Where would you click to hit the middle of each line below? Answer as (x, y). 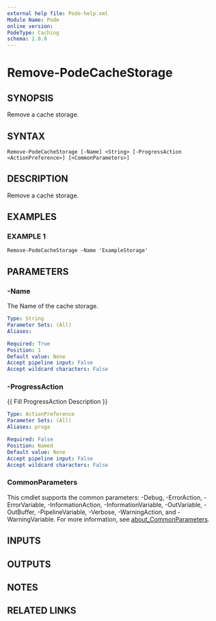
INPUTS (24, 541)
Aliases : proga (29, 427)
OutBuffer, (22, 512)
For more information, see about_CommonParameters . (133, 519)
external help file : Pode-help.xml (58, 13)
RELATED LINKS (42, 611)
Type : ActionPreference (41, 414)
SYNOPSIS (30, 98)
